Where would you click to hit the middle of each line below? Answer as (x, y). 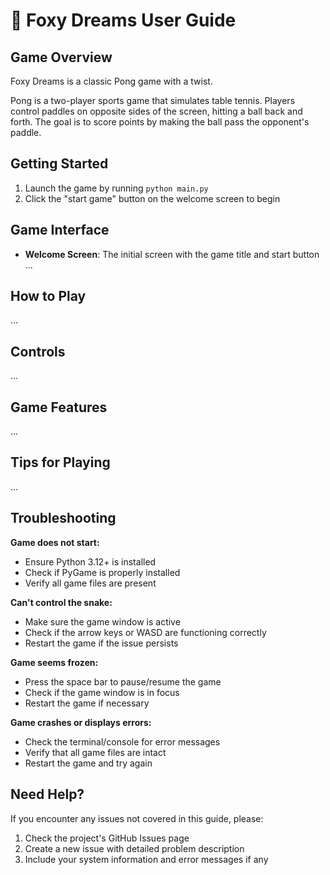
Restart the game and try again (88, 763)
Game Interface (60, 230)
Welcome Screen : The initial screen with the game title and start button (172, 254)
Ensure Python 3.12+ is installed (90, 561)
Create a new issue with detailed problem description (134, 848)
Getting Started (59, 164)
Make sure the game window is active (102, 621)
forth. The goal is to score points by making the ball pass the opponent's (160, 122)
